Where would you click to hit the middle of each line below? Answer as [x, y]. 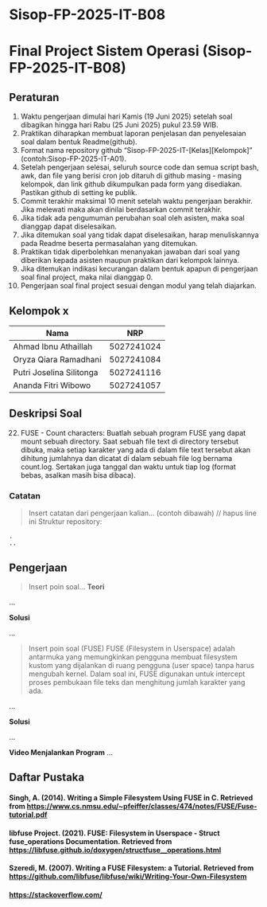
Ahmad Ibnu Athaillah [53, 346]
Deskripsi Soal [46, 414]
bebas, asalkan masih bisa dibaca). [78, 475]
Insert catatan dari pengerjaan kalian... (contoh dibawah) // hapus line [143, 513]
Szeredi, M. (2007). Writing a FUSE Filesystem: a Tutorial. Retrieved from [132, 868]
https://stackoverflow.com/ [56, 894]
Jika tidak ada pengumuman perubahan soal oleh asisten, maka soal [132, 218]
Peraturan [34, 97]
